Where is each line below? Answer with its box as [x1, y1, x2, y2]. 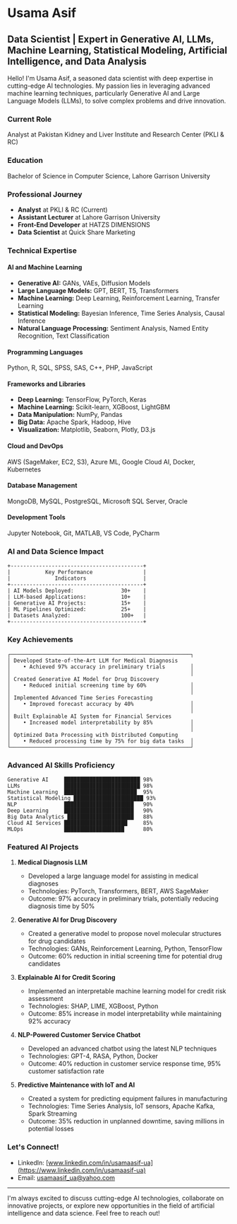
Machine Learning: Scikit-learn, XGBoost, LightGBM [17, 403, 171, 411]
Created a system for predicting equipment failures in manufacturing [28, 1094, 228, 1103]
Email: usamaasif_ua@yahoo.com [17, 1173, 115, 1182]
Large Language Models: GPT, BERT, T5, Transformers [17, 287, 179, 295]
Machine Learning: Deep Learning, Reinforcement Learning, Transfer [17, 294, 220, 302]
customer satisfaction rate [28, 1067, 104, 1075]
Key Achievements [7, 635, 73, 645]
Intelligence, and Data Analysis [7, 55, 147, 67]
